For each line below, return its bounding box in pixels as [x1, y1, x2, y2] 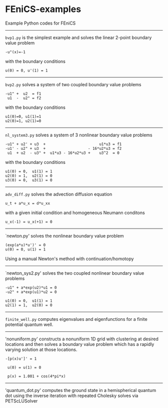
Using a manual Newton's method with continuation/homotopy [5, 256, 134, 262]
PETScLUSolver [5, 397, 38, 404]
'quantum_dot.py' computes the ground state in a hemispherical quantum [5, 387, 156, 393]
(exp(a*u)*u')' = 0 [5, 242, 46, 248]
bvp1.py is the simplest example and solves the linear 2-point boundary [5, 34, 152, 41]
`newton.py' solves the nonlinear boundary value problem [5, 233, 124, 239]
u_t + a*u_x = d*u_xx [5, 200, 50, 206]
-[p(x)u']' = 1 [5, 356, 37, 361]
